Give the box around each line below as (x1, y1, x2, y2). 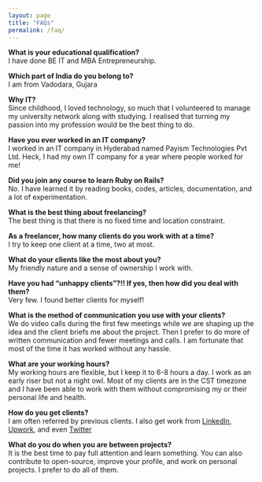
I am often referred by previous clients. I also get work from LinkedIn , (8, 417, 232, 426)
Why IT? (8, 95, 36, 105)
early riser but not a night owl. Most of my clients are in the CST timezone (8, 376, 247, 386)
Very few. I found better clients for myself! (8, 295, 144, 305)
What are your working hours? (8, 359, 110, 369)
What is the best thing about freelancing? (8, 208, 147, 217)
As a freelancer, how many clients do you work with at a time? (8, 232, 215, 241)
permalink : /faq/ (8, 26, 65, 34)
